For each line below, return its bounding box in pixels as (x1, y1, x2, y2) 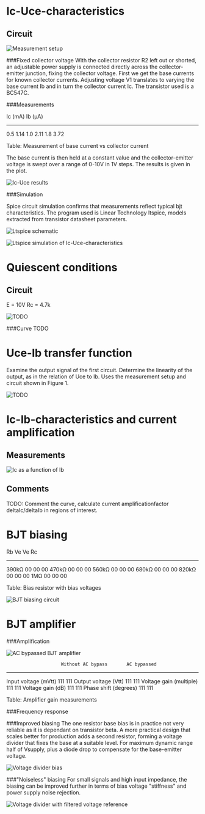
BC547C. (6, 89, 29, 96)
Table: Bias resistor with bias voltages (6, 584, 102, 591)
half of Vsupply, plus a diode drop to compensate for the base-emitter (6, 746, 182, 753)
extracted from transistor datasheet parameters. (6, 216, 128, 222)
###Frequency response (6, 708, 68, 715)
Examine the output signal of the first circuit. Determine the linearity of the (6, 366, 193, 373)
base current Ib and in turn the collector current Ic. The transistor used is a (6, 82, 194, 90)
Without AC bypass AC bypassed (60, 661, 157, 667)
